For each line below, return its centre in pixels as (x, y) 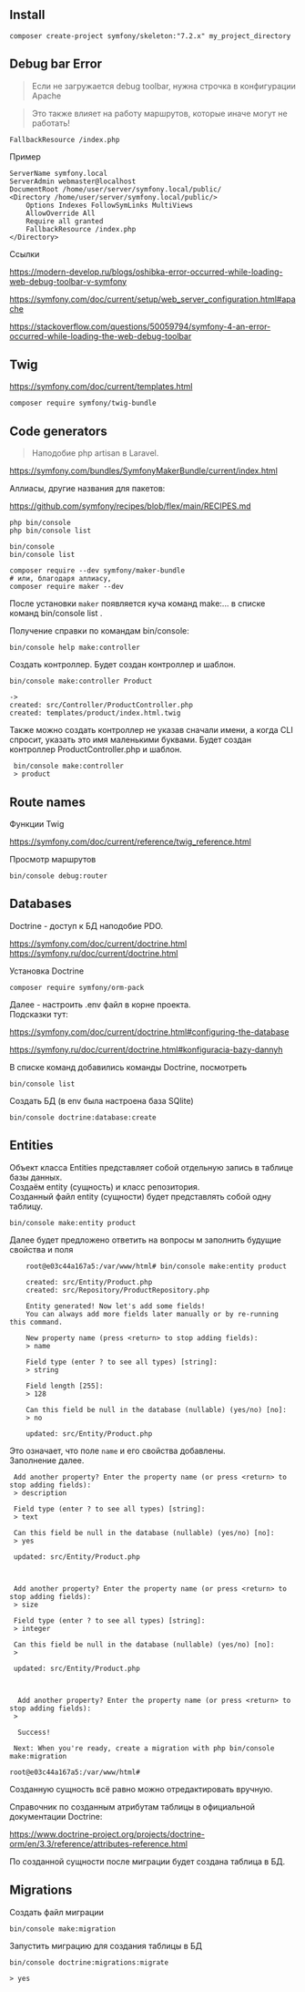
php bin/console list (51, 531)
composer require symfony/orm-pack (77, 987)
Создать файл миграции (57, 1912)
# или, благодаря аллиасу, (61, 579)
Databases (41, 904)
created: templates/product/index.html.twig (95, 713)
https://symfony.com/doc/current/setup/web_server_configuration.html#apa (152, 299)
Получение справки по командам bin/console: (99, 631)
